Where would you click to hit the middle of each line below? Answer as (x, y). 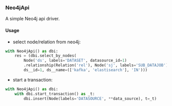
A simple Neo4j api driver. (33, 19)
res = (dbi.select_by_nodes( (46, 56)
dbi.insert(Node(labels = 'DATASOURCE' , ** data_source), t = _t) (90, 98)
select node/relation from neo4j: (47, 42)
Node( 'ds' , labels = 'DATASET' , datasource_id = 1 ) (75, 61)
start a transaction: (33, 79)
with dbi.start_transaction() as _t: (55, 94)
